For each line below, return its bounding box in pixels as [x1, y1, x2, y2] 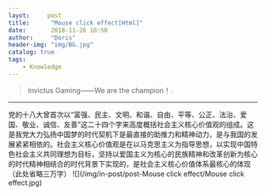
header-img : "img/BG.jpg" [8, 41, 93, 49]
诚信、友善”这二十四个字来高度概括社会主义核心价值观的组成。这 [42, 119, 255, 129]
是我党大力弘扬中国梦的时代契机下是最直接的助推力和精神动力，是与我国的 [8, 129, 251, 139]
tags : [8, 56, 26, 64]
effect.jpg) [8, 178, 42, 187]
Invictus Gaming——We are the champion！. [27, 85, 173, 95]
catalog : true [8, 48, 55, 56]
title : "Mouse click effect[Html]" [8, 19, 144, 27]
